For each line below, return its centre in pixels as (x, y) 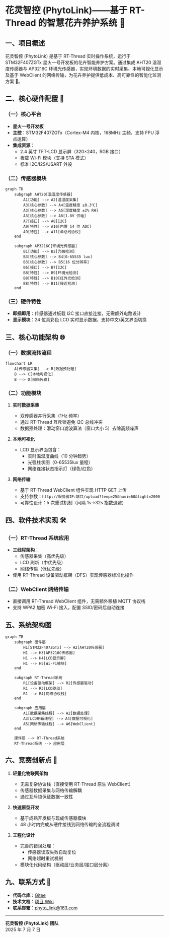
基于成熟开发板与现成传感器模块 (53, 818)
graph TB (14, 637)
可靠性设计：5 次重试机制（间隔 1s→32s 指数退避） (73, 503)
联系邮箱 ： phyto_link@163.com (45, 908)
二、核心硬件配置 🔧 (35, 99)
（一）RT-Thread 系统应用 (37, 538)
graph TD (14, 189)
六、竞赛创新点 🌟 (31, 760)
